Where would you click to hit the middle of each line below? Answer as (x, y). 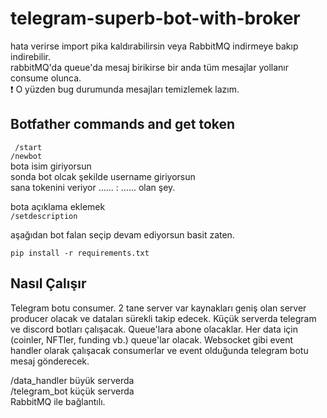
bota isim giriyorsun (51, 166)
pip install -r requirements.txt (80, 253)
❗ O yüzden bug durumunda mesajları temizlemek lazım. (125, 89)
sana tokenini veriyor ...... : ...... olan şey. (93, 187)
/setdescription (44, 216)
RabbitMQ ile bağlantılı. (58, 401)
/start (28, 147)
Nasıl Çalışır (48, 283)
